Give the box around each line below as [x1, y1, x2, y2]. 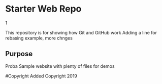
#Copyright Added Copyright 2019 [5, 73, 78, 79]
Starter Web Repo [5, 3, 82, 15]
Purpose [5, 50, 33, 58]
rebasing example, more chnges [5, 35, 73, 41]
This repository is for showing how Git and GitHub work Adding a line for [5, 29, 157, 35]
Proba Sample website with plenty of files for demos [5, 63, 115, 69]
